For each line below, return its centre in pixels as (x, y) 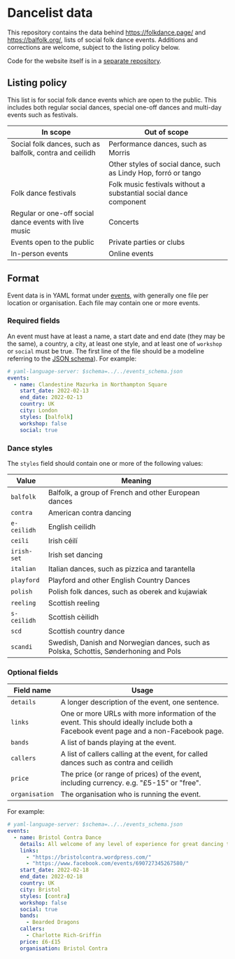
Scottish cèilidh (73, 617)
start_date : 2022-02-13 (55, 391)
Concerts (123, 222)
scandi (22, 646)
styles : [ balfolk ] (47, 417)
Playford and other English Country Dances (119, 580)
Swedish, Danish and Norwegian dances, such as (129, 642)
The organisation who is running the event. (131, 794)
